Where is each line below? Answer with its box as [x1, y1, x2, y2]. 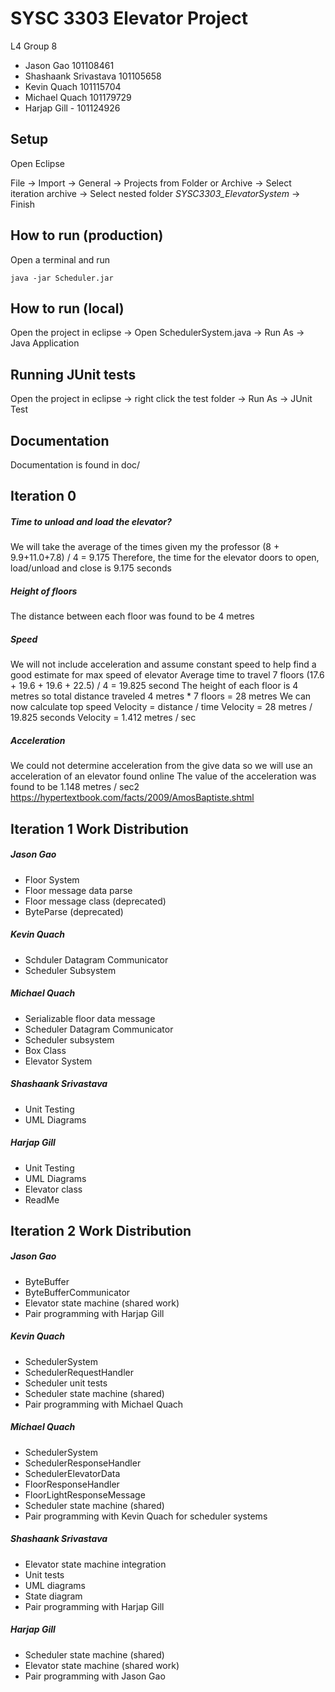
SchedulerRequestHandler [24, 1366, 134, 1378]
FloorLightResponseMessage [24, 1488, 146, 1501]
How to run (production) [10, 227, 164, 244]
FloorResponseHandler [24, 1478, 120, 1490]
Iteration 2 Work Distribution [10, 1222, 192, 1239]
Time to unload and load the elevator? [10, 515, 172, 527]
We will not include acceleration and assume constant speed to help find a [10, 658, 317, 671]
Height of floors [10, 585, 78, 597]
